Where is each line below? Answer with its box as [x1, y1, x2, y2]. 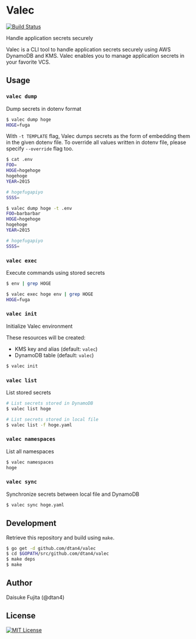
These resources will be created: [6, 334, 86, 341]
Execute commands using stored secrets [6, 269, 105, 276]
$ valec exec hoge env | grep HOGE [6, 291, 94, 297]
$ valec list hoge [6, 406, 51, 411]
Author [6, 578, 32, 588]
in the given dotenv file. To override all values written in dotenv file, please [6, 139, 187, 146]
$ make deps [6, 556, 35, 562]
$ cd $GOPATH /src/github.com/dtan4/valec [6, 551, 109, 557]
